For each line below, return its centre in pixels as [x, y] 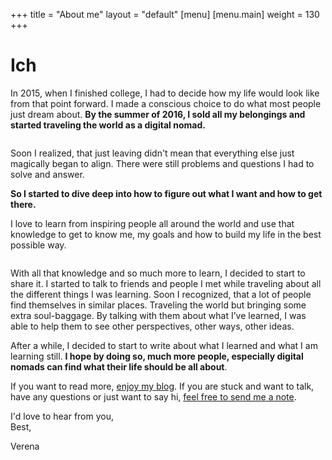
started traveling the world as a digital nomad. [108, 125]
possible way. [38, 245]
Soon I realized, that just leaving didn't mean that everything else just [152, 153]
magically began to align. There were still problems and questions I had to [162, 163]
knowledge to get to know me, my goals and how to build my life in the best [166, 234]
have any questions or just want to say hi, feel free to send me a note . [153, 396]
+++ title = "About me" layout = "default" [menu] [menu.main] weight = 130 [165, 14]
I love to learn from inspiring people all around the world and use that [152, 223]
